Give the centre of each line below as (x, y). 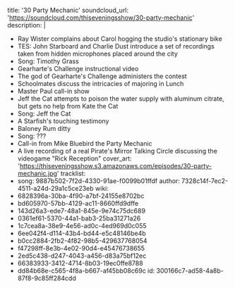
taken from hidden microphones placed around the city (98, 54)
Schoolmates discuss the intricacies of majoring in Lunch (101, 83)
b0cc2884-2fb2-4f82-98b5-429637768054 (82, 241)
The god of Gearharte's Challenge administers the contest (102, 76)
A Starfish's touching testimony (63, 121)
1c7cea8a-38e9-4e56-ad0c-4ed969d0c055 (82, 226)
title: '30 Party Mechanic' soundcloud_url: (68, 10)
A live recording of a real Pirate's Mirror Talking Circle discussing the (117, 151)
